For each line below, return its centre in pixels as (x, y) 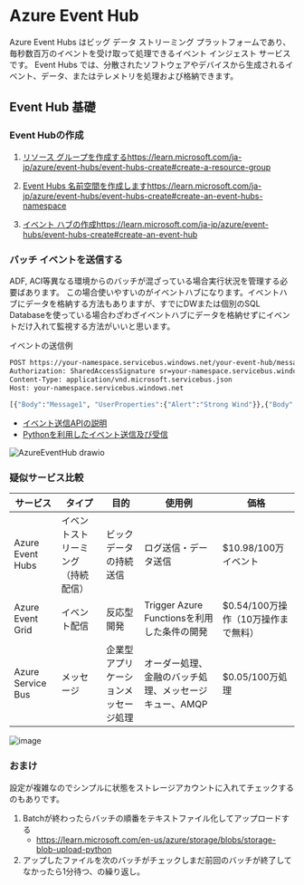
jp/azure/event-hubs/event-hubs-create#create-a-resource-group (147, 167)
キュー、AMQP (176, 705)
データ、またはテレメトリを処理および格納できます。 (139, 76)
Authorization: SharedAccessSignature (82, 371)
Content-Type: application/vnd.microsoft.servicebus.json (121, 380)
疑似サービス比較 (47, 478)
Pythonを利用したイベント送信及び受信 (95, 435)
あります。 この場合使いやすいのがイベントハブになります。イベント (152, 292)
